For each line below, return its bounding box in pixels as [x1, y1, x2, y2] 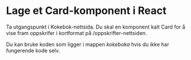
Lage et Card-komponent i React [6, 4, 166, 17]
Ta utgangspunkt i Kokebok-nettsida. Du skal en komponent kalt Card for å [6, 23, 186, 30]
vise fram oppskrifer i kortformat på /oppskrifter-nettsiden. [6, 29, 147, 36]
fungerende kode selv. [6, 47, 60, 54]
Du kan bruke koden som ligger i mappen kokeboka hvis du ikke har [6, 41, 169, 48]
